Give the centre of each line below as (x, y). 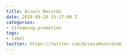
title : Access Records (34, 11)
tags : (13, 33)
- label (16, 38)
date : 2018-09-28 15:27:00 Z (42, 17)
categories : (21, 22)
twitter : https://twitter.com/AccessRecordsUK (64, 44)
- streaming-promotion (34, 28)
